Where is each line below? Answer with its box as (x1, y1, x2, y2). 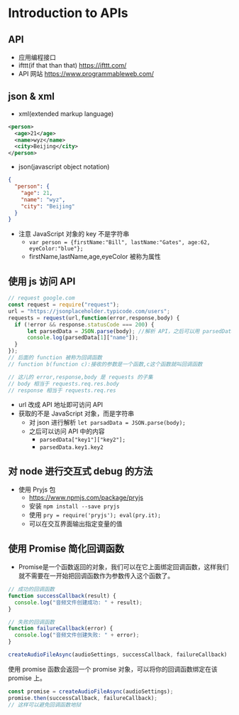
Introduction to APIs (8, 5, 128, 21)
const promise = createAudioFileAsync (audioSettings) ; (8, 688, 174, 695)
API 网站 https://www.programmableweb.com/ (18, 70, 155, 78)
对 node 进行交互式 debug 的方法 (8, 465, 153, 477)
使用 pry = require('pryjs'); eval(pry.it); (28, 511, 162, 519)
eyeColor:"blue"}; (28, 245, 84, 253)
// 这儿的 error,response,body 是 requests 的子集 (8, 374, 153, 381)
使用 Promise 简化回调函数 (8, 542, 125, 554)
